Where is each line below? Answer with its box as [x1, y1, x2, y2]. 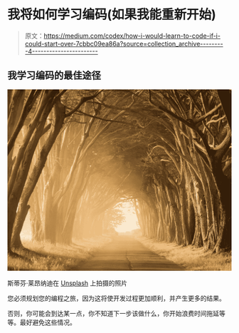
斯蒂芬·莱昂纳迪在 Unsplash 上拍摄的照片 [7, 279, 128, 287]
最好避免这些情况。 [19, 318, 76, 327]
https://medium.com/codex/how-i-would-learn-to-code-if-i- [43, 31, 221, 40]
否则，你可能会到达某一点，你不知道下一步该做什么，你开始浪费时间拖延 [7, 309, 219, 317]
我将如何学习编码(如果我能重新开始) [7, 6, 217, 23]
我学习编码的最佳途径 [7, 69, 101, 82]
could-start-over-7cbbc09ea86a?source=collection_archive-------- [24, 39, 223, 48]
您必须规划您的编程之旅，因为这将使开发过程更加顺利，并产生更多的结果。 [7, 294, 225, 302]
